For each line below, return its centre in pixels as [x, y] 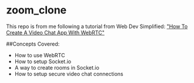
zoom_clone [36, 10]
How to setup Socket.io [43, 61]
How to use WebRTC [40, 55]
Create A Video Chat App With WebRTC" [55, 32]
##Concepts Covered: [33, 44]
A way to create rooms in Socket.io [57, 67]
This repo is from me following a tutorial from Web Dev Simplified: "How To [97, 26]
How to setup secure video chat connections [69, 74]
